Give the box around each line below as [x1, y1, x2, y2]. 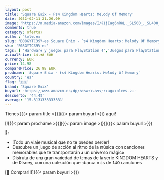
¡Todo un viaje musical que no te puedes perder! [12, 139, 109, 145]
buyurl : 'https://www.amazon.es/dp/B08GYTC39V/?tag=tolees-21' [5, 89, 137, 93]
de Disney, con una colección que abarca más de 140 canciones [12, 160, 142, 166]
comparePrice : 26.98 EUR [5, 66, 56, 71]
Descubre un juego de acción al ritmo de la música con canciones [12, 144, 145, 150]
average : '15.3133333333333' [5, 98, 64, 103]
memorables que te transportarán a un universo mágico [12, 149, 124, 156]
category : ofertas [5, 30, 42, 35]
